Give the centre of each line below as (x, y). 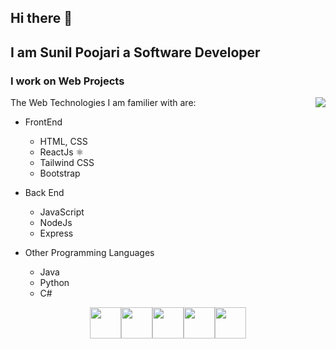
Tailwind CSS (67, 163)
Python (54, 283)
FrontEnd (43, 122)
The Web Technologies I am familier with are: (103, 103)
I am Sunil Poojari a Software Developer (135, 52)
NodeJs (56, 223)
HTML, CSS (63, 142)
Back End (44, 193)
